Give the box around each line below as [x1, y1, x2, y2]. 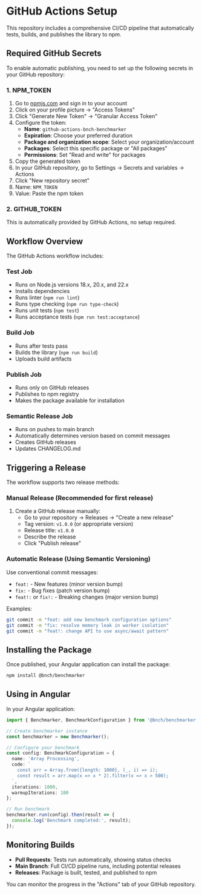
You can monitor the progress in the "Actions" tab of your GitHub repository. [6, 880, 197, 888]
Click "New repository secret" [15, 177, 90, 184]
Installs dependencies [15, 288, 70, 295]
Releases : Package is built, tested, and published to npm [15, 869, 157, 876]
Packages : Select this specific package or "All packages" [24, 145, 168, 152]
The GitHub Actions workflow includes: [6, 253, 104, 260]
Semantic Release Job [6, 412, 73, 420]
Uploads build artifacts [15, 355, 72, 362]
